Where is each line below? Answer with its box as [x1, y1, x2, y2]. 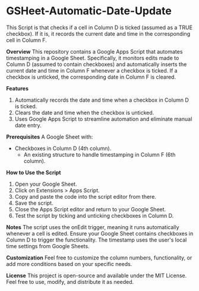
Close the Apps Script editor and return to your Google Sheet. [14, 205, 166, 212]
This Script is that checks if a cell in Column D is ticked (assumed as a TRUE [6, 24, 193, 31]
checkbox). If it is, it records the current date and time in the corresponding [6, 30, 191, 37]
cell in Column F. [6, 36, 48, 43]
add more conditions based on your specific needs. [6, 260, 132, 267]
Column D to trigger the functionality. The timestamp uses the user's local [6, 236, 187, 243]
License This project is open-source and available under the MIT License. [6, 272, 187, 279]
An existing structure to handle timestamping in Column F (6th [23, 151, 176, 158]
